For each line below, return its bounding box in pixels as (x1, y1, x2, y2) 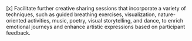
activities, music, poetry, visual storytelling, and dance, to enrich (27, 17, 184, 24)
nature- (157, 11, 176, 18)
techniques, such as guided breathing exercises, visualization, (6, 11, 157, 18)
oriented (6, 17, 26, 24)
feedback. (6, 29, 31, 36)
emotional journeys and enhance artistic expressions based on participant (6, 23, 186, 30)
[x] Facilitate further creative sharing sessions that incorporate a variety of (6, 5, 186, 12)
